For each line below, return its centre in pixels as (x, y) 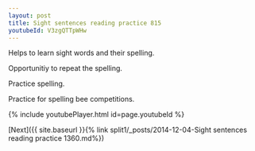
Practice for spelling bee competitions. (71, 99)
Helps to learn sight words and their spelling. (81, 53)
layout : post (30, 15)
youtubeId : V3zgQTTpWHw (48, 30)
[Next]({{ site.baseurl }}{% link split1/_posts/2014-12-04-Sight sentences (128, 130)
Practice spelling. (37, 83)
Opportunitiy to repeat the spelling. (66, 68)
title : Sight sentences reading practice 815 (85, 23)
